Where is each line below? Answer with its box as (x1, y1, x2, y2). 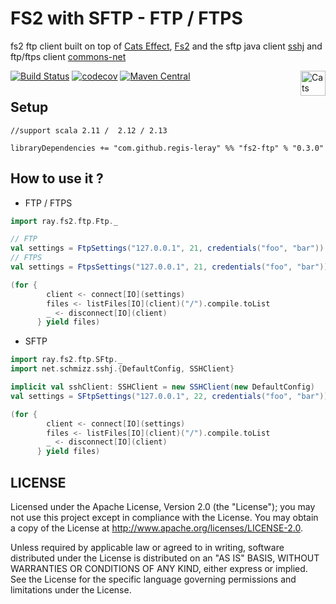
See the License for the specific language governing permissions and (10, 573, 297, 585)
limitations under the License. (10, 584, 132, 596)
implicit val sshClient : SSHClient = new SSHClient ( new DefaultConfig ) (10, 382, 315, 392)
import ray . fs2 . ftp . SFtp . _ (10, 355, 123, 365)
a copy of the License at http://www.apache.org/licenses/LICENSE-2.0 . (10, 522, 304, 534)
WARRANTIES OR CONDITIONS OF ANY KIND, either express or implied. (10, 563, 308, 574)
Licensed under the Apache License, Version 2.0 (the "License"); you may (10, 501, 316, 512)
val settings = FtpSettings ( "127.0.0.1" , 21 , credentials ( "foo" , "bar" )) (10, 243, 325, 254)
